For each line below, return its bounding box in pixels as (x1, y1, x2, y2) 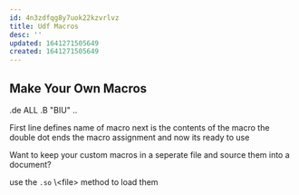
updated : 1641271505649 (9, 38, 100, 48)
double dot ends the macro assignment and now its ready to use (9, 132, 250, 142)
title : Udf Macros (9, 22, 79, 31)
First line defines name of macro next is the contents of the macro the (9, 122, 270, 132)
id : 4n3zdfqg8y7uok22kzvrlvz (9, 13, 120, 23)
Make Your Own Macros (9, 81, 148, 96)
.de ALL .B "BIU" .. (9, 104, 78, 115)
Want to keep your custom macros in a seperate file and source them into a (9, 149, 290, 160)
